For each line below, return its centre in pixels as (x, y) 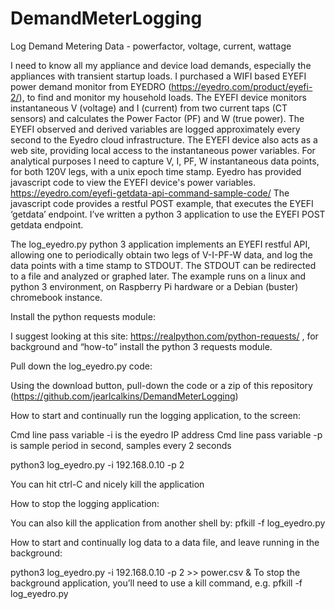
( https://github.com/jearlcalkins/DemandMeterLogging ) (124, 396)
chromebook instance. (56, 297)
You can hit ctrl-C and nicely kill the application (107, 484)
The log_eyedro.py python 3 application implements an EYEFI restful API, (160, 244)
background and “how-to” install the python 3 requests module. (141, 346)
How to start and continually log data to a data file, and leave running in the (165, 542)
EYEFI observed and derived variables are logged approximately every (155, 129)
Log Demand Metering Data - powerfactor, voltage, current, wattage (151, 46)
